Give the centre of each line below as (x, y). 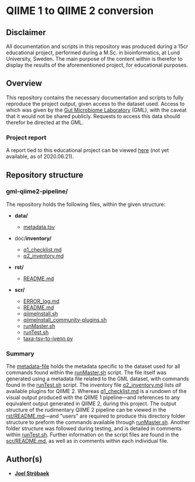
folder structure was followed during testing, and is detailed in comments (94, 429)
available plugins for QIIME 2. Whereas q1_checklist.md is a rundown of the (96, 391)
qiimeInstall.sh (41, 314)
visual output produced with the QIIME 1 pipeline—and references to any (93, 397)
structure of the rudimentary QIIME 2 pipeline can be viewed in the (86, 410)
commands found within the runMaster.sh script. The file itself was (86, 373)
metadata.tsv (39, 227)
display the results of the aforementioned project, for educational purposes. (97, 65)
